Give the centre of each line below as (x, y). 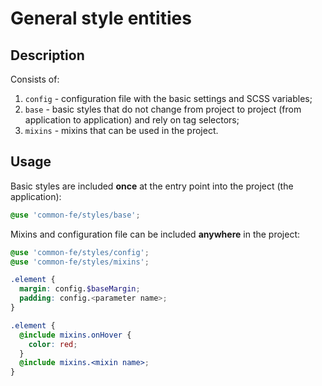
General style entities (101, 18)
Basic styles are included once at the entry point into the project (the (152, 186)
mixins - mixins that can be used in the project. (121, 130)
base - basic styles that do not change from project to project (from (163, 109)
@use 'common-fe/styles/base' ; (75, 215)
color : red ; (53, 344)
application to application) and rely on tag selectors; (132, 120)
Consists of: (35, 79)
